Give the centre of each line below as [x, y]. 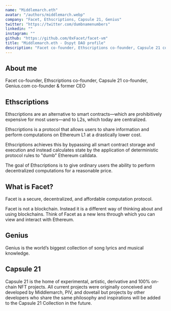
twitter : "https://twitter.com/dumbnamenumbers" [58, 24]
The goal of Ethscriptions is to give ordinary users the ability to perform [80, 165]
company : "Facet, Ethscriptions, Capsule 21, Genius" [64, 19]
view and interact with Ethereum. [40, 220]
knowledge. [18, 253]
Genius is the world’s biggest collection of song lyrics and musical [75, 247]
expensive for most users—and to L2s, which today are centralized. [76, 119]
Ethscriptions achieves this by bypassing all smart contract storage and [80, 145]
